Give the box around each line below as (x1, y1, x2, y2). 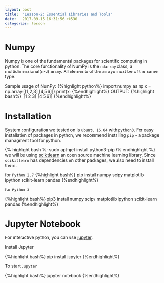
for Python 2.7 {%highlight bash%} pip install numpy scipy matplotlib (5, 172, 144, 178)
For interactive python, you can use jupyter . (5, 235, 93, 240)
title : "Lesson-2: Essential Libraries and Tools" (5, 12, 113, 17)
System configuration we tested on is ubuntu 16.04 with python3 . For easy (5, 127, 154, 133)
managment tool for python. (5, 138, 61, 143)
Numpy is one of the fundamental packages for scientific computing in (5, 58, 148, 64)
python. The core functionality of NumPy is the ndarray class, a (5, 63, 133, 69)
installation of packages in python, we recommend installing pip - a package (5, 132, 160, 138)
